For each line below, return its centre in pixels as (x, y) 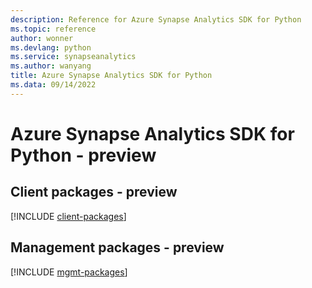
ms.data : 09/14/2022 (53, 85)
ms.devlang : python (51, 47)
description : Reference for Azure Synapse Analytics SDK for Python (156, 19)
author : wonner (42, 38)
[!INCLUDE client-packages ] (68, 216)
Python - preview (83, 155)
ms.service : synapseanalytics (73, 57)
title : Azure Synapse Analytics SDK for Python (111, 76)
